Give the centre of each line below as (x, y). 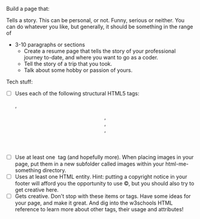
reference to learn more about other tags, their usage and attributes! (99, 209)
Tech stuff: (19, 82)
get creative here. (37, 190)
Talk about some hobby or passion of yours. (78, 70)
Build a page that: (28, 9)
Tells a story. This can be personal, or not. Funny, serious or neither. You (95, 20)
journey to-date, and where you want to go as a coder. (91, 57)
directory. (54, 170)
